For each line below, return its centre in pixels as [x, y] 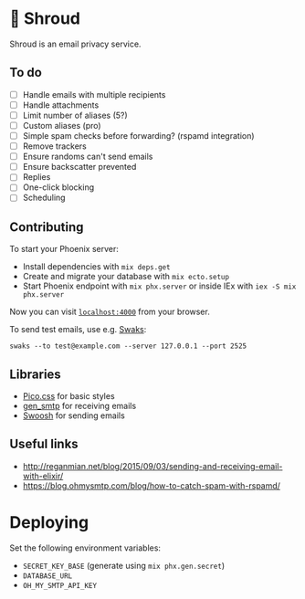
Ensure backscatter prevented [79, 167]
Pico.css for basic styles [69, 396]
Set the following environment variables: [85, 548]
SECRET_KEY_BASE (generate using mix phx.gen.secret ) [124, 565]
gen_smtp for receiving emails [79, 406]
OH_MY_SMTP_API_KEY [60, 585]
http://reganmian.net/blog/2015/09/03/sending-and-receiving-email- [152, 466]
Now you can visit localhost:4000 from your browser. [110, 312]
